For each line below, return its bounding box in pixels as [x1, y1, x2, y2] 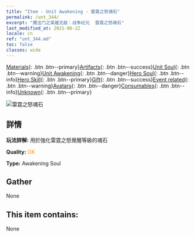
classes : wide [6, 47, 41, 53]
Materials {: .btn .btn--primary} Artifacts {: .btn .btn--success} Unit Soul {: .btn [6, 63, 190, 70]
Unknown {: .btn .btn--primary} [17, 88, 92, 95]
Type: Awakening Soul [6, 160, 61, 167]
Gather [6, 177, 32, 187]
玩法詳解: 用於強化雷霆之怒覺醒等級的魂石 [6, 137, 108, 144]
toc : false [6, 42, 33, 48]
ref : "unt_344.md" [6, 36, 51, 42]
